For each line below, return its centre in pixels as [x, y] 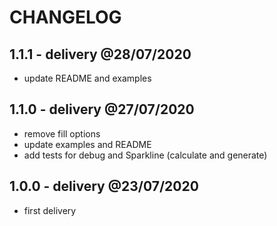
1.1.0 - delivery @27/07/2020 [102, 109]
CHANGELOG [65, 17]
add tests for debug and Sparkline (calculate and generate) [145, 155]
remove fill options [62, 133]
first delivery [50, 210]
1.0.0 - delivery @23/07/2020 [104, 186]
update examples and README [87, 144]
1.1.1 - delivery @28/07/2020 [100, 54]
